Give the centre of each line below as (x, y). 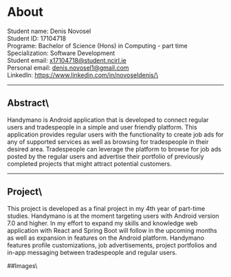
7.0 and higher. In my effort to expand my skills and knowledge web (102, 223)
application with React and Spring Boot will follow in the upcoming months (112, 230)
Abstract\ (28, 103)
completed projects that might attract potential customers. (89, 163)
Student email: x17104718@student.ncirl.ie (67, 60)
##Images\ (22, 265)
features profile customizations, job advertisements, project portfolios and (112, 245)
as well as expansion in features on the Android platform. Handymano (106, 238)
